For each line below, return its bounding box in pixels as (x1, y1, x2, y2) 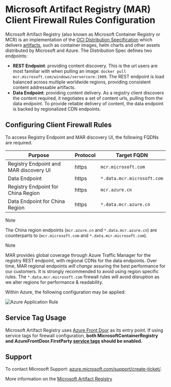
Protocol (74, 152, 96, 159)
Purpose (28, 152, 49, 159)
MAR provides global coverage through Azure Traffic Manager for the (5, 252, 151, 258)
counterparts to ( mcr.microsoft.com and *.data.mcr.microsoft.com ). (5, 232, 148, 239)
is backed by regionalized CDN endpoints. (12, 106, 101, 112)
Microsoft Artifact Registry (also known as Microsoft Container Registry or (5, 31, 160, 37)
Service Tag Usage (5, 314, 67, 322)
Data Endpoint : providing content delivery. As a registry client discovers (12, 90, 164, 96)
